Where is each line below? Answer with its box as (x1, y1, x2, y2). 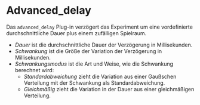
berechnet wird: (14, 66, 54, 73)
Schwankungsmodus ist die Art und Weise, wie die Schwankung (14, 60, 174, 67)
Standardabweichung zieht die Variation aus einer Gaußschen (23, 73, 177, 80)
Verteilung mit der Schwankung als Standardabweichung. (23, 79, 165, 87)
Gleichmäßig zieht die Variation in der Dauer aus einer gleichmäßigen (23, 85, 195, 92)
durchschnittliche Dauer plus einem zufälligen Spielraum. (6, 29, 147, 36)
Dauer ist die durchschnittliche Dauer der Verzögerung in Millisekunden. (14, 41, 193, 48)
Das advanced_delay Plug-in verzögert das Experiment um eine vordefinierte (6, 23, 193, 30)
